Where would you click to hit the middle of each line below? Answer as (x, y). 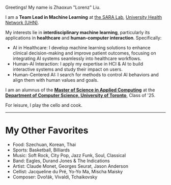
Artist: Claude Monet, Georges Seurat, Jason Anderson (70, 166)
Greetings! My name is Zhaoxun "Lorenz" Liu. (53, 7)
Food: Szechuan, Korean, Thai (44, 144)
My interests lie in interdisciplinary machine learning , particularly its (78, 32)
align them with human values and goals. (55, 80)
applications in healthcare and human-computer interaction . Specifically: (83, 38)
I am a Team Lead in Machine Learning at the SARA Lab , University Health (84, 17)
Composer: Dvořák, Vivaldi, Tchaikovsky (55, 177)
